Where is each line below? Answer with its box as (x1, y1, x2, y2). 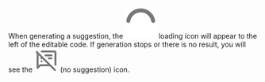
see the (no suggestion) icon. (8, 65, 130, 74)
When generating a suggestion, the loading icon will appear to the (8, 32, 258, 40)
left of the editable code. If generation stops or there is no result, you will (8, 39, 246, 49)
